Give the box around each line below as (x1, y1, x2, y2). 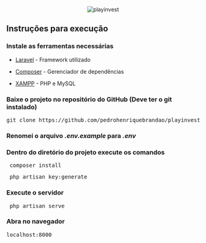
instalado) (6, 102, 37, 111)
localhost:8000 (6, 231, 52, 238)
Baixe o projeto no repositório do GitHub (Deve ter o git (6, 95, 172, 104)
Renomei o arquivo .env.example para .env (6, 131, 136, 140)
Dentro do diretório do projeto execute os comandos (6, 148, 165, 156)
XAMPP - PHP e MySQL (15, 80, 76, 87)
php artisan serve (9, 202, 65, 209)
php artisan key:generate (9, 174, 88, 180)
